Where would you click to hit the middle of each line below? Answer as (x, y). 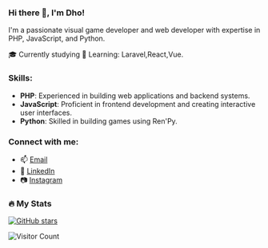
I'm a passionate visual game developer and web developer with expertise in (134, 30)
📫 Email (34, 159)
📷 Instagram (41, 179)
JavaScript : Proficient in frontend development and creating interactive (138, 104)
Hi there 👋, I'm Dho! (47, 13)
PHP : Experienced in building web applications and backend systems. (135, 96)
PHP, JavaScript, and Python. (57, 38)
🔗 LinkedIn (37, 171)
